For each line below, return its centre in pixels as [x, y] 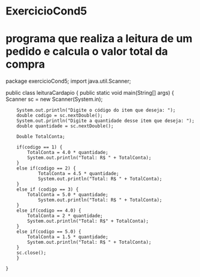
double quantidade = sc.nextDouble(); [65, 126]
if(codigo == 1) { [39, 147]
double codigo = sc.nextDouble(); [60, 116]
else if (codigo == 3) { [48, 189]
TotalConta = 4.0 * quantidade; [68, 153]
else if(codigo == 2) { [46, 168]
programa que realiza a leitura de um [99, 39]
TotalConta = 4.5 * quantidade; [78, 174]
